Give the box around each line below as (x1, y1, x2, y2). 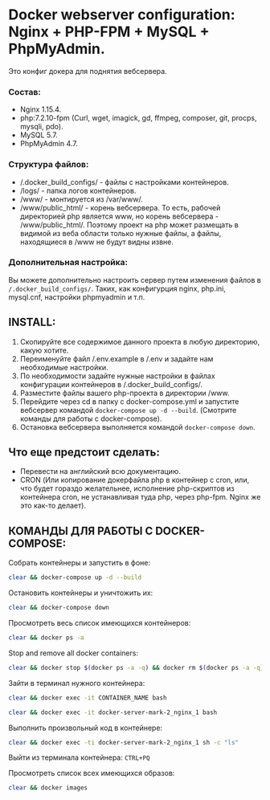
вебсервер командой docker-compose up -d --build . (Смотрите (19, 405, 237, 414)
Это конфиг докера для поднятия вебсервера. (8, 66, 167, 76)
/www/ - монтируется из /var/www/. (19, 194, 143, 204)
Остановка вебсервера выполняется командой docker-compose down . (19, 422, 256, 431)
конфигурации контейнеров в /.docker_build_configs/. (19, 379, 203, 389)
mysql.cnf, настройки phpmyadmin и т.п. (8, 292, 145, 302)
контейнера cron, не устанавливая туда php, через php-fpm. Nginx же (19, 492, 261, 502)
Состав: (8, 86, 42, 97)
